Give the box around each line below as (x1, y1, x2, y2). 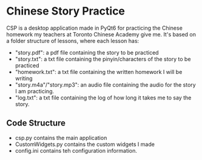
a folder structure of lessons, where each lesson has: (6, 37, 140, 44)
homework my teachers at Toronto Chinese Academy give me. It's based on (6, 30, 196, 38)
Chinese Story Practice (6, 4, 126, 18)
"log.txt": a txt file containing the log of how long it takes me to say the (15, 94, 192, 101)
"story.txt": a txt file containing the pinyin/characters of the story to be (15, 55, 191, 62)
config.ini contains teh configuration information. (15, 147, 138, 154)
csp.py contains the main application (15, 134, 107, 141)
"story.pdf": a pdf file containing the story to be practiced (15, 48, 159, 56)
